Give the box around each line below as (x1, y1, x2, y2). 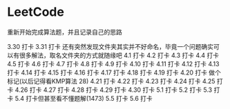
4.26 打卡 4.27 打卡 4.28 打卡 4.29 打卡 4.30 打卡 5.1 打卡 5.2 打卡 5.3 (15, 86, 213, 94)
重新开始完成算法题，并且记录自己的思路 (7, 28, 122, 36)
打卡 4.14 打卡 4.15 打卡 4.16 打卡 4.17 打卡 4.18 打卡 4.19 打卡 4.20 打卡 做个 (7, 68, 221, 77)
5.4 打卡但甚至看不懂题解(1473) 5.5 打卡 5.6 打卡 (15, 94, 153, 102)
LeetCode (7, 4, 64, 20)
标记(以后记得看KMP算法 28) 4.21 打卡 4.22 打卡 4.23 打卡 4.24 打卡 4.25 (7, 77, 215, 85)
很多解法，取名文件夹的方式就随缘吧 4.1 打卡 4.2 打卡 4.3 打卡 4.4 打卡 (19, 51, 220, 59)
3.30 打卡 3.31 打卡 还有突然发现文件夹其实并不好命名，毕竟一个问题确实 (7, 42, 214, 50)
